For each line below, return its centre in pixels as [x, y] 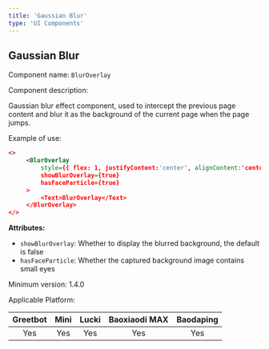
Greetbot [30, 319]
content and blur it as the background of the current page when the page [129, 114]
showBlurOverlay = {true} [80, 175]
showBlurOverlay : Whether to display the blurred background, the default [140, 243]
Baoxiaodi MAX [139, 319]
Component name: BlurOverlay [60, 75]
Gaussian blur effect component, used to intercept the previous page [122, 106]
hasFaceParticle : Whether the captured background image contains [132, 260]
